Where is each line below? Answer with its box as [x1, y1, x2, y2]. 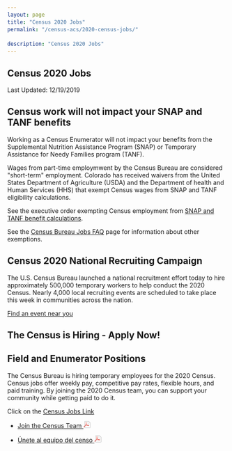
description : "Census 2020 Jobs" [7, 40, 105, 48]
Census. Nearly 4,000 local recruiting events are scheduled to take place [7, 288, 217, 296]
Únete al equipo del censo [17, 436, 93, 444]
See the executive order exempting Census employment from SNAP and [7, 206, 215, 215]
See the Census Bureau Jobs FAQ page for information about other [7, 227, 200, 236]
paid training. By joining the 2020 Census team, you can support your [7, 386, 207, 395]
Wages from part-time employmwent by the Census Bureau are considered [7, 164, 223, 172]
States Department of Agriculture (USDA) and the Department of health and [7, 178, 224, 187]
